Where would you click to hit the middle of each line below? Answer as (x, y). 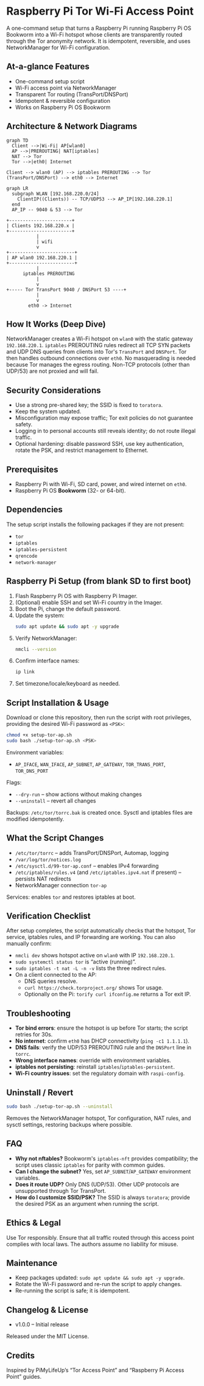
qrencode (26, 556)
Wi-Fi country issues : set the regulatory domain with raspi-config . (100, 1074)
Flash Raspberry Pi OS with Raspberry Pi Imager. (76, 596)
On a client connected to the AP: (56, 975)
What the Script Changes (55, 838)
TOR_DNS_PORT (32, 771)
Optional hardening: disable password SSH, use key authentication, (100, 444)
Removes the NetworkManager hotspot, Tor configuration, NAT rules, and (99, 1118)
